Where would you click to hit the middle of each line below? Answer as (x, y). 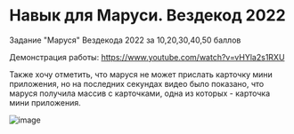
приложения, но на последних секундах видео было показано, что (137, 83)
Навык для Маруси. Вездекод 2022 (148, 16)
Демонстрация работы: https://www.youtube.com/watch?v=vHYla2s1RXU (147, 57)
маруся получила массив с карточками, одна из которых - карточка (140, 93)
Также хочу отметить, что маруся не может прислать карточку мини (141, 74)
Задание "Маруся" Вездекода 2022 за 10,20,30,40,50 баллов (125, 40)
